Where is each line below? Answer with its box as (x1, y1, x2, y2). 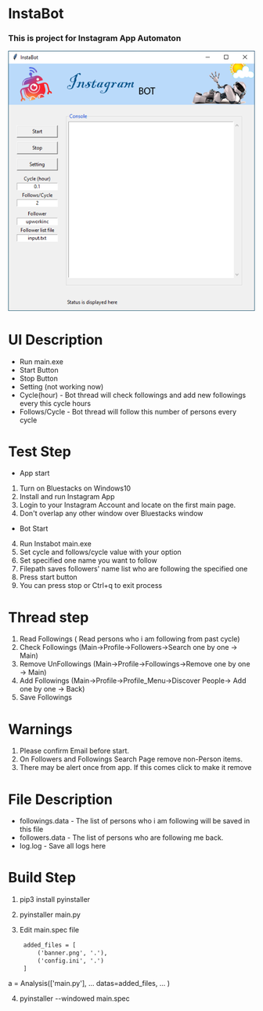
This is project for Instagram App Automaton (8, 33, 182, 44)
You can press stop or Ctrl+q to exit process (19, 581, 163, 590)
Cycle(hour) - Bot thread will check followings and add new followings (19, 390, 247, 400)
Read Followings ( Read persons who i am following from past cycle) (19, 634, 240, 644)
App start (19, 469, 50, 478)
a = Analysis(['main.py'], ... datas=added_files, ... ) (8, 979, 171, 988)
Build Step (8, 869, 77, 887)
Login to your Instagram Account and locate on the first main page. (19, 500, 236, 510)
